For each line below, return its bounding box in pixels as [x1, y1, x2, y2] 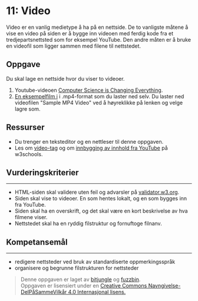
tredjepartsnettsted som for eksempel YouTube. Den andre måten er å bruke [6, 36, 192, 43]
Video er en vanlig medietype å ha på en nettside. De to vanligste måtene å [6, 24, 189, 31]
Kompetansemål [6, 237, 68, 247]
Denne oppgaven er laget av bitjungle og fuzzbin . [20, 276, 141, 283]
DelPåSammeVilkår [20, 289, 67, 296]
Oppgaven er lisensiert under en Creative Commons [20, 282, 147, 289]
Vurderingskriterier [6, 167, 79, 177]
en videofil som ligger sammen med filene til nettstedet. [6, 42, 141, 49]
